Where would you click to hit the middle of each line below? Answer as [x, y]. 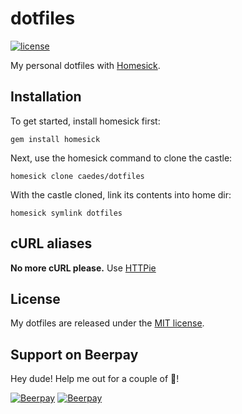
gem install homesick [55, 139]
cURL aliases [51, 243]
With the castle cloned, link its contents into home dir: [121, 194]
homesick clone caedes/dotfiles [77, 176]
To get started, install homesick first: [85, 121]
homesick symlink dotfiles [66, 213]
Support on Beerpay [74, 354]
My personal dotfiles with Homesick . [85, 65]
